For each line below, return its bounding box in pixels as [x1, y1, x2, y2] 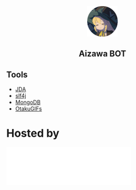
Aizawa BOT [78, 49, 127, 59]
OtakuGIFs [15, 105, 42, 112]
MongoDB [15, 98, 41, 106]
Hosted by [6, 126, 60, 141]
